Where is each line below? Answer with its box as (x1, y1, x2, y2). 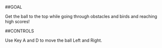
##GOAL (5, 4, 22, 10)
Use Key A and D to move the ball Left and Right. (5, 37, 102, 43)
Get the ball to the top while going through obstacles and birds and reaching (5, 14, 158, 19)
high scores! (5, 19, 30, 24)
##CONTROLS (5, 28, 34, 33)
